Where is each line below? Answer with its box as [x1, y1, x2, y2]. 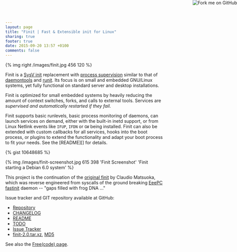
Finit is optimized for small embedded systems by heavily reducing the [5, 92, 152, 98]
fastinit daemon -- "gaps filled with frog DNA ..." [5, 185, 105, 191]
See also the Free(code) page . [5, 241, 68, 247]
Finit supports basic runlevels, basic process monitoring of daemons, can [5, 113, 159, 119]
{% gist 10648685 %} [5, 149, 51, 155]
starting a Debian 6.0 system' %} [5, 165, 74, 170]
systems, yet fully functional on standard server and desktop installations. [5, 82, 160, 88]
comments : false [5, 48, 39, 53]
